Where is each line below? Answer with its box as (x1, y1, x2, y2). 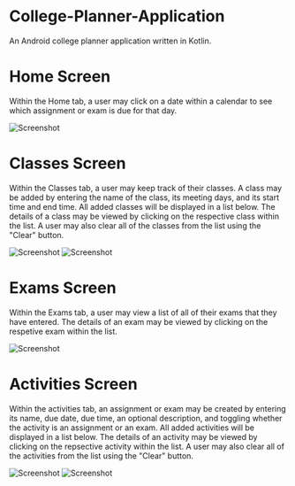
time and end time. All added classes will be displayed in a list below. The (9, 201, 276, 212)
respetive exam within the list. (9, 326, 117, 336)
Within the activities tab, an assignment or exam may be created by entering (9, 403, 287, 413)
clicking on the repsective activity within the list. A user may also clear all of (9, 441, 285, 451)
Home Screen (9, 66, 111, 87)
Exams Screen (9, 278, 117, 297)
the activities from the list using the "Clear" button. (9, 450, 194, 461)
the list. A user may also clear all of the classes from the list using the (9, 220, 261, 231)
